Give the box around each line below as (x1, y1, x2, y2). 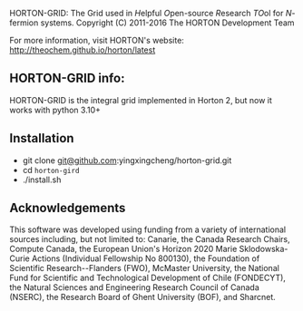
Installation (9, 131, 74, 146)
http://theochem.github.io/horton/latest (9, 44, 156, 55)
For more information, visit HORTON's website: (9, 35, 184, 45)
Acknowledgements (9, 200, 126, 216)
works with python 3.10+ (9, 104, 102, 115)
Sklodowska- (239, 244, 288, 255)
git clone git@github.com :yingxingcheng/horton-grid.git (22, 154, 232, 166)
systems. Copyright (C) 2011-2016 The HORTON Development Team (40, 17, 295, 28)
